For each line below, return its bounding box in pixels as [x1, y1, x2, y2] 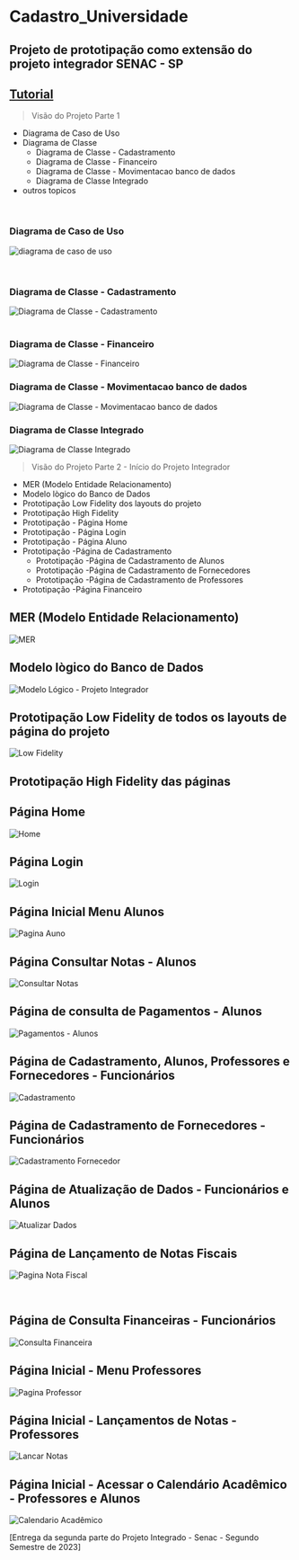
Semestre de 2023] [9, 1542, 82, 1553]
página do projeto [9, 724, 110, 739]
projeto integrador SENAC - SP [9, 56, 184, 71]
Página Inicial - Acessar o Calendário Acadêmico [9, 1476, 287, 1492]
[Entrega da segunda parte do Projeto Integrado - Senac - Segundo [9, 1532, 259, 1543]
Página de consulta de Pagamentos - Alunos [9, 1004, 263, 1020]
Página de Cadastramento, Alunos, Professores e [9, 1054, 290, 1069]
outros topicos [22, 185, 76, 196]
